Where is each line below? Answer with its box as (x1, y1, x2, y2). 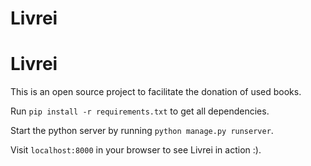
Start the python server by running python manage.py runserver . (10, 125, 274, 137)
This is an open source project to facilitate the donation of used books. (10, 86, 302, 98)
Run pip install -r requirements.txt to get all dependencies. (10, 105, 270, 117)
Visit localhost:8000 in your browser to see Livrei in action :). (10, 144, 262, 156)
